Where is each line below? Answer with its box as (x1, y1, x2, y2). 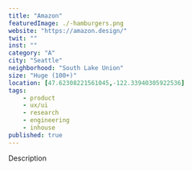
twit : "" (8, 34, 38, 43)
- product (22, 94, 56, 102)
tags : (8, 86, 27, 95)
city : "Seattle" (8, 57, 63, 65)
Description (8, 153, 47, 163)
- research (22, 109, 59, 117)
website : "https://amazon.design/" (8, 26, 128, 35)
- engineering (22, 116, 70, 124)
